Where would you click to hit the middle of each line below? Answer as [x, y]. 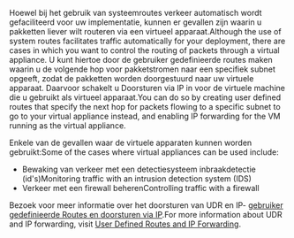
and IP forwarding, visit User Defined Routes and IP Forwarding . [125, 224]
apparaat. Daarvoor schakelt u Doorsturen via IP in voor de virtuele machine [147, 88]
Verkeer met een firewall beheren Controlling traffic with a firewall [140, 188]
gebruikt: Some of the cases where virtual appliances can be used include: [144, 152]
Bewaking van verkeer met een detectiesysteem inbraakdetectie [139, 169]
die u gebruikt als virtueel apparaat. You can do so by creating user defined [145, 97]
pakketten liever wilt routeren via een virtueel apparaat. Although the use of [145, 31]
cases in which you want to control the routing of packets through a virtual [144, 50]
